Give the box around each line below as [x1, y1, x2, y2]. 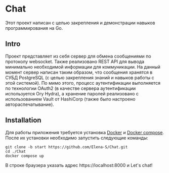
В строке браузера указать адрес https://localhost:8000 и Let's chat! [5, 162, 153, 168]
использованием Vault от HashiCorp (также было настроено [5, 96, 136, 102]
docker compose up [5, 153, 44, 158]
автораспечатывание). [5, 101, 54, 107]
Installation [5, 116, 41, 125]
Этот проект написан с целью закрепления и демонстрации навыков [5, 20, 155, 26]
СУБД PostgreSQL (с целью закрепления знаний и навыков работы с [5, 74, 154, 81]
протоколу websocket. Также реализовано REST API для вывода [5, 59, 145, 65]
